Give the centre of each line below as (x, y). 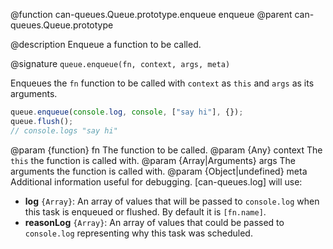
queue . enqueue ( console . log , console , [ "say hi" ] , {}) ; (127, 112)
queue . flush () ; (42, 121)
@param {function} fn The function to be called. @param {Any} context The (166, 150)
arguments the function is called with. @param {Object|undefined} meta (159, 171)
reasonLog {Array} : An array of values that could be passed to (154, 222)
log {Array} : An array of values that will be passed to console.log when (172, 201)
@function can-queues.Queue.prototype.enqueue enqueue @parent (151, 14)
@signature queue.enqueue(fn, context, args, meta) (120, 63)
